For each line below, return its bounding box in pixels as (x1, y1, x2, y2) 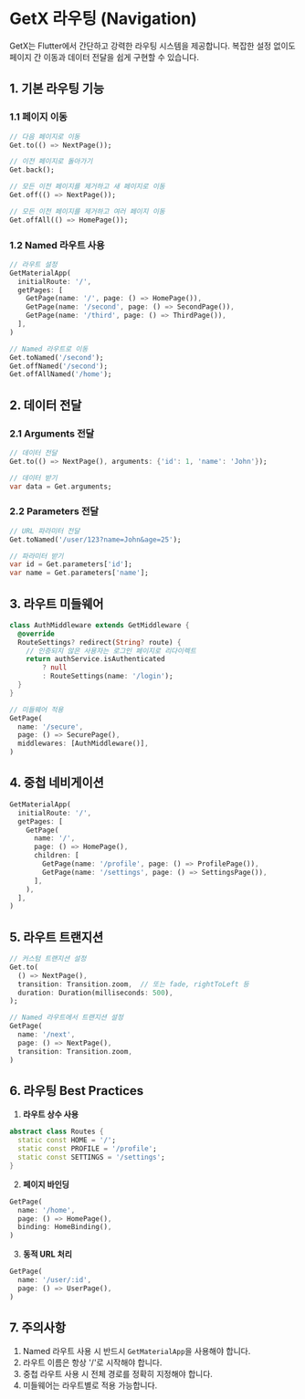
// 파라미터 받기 (9, 552, 64, 561)
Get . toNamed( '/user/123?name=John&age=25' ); (9, 535, 182, 544)
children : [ (33, 851, 79, 860)
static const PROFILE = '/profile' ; (17, 1144, 157, 1153)
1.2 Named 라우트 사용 (9, 238, 105, 251)
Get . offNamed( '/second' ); (9, 362, 108, 371)
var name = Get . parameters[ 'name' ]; (9, 568, 149, 578)
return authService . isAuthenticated (26, 655, 166, 664)
